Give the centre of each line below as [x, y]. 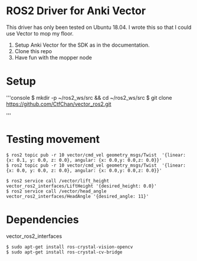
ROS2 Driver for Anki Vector [76, 11]
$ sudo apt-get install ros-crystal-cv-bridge [64, 252]
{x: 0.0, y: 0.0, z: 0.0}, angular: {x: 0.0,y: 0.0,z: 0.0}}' [84, 170]
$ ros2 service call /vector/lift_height [58, 181]
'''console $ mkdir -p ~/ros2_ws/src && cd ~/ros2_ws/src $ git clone [89, 97]
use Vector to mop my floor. [40, 33]
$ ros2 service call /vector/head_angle [57, 191]
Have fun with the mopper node [53, 57]
